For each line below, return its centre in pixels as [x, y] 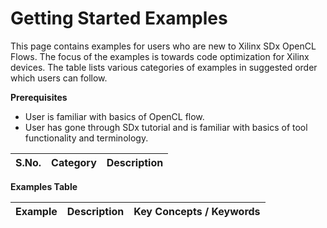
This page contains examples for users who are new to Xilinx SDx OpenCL [163, 46]
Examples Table [44, 186]
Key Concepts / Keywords [197, 211]
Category [74, 162]
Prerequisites [39, 97]
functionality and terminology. [86, 138]
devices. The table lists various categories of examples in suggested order [164, 67]
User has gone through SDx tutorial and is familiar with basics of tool [166, 127]
